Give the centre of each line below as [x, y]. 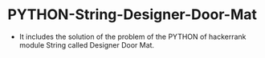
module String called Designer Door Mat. [86, 44]
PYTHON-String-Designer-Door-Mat [132, 15]
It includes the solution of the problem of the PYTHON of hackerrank [132, 37]
